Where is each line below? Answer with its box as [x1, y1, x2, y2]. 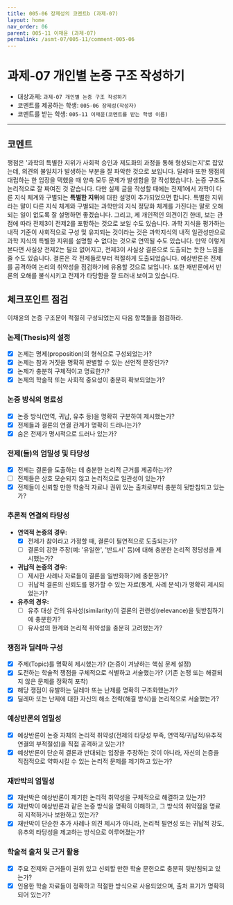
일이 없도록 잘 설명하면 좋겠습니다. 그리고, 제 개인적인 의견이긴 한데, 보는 [19, 210, 216, 219]
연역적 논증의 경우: [17, 528, 68, 536]
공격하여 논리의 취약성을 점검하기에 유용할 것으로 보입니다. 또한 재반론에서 [14, 262, 215, 271]
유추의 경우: [17, 597, 50, 605]
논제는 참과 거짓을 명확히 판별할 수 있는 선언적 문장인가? [17, 359, 169, 367]
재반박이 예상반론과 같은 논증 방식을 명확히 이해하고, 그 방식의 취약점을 [17, 802, 208, 810]
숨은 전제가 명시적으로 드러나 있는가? [17, 429, 117, 438]
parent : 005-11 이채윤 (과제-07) [7, 29, 97, 37]
